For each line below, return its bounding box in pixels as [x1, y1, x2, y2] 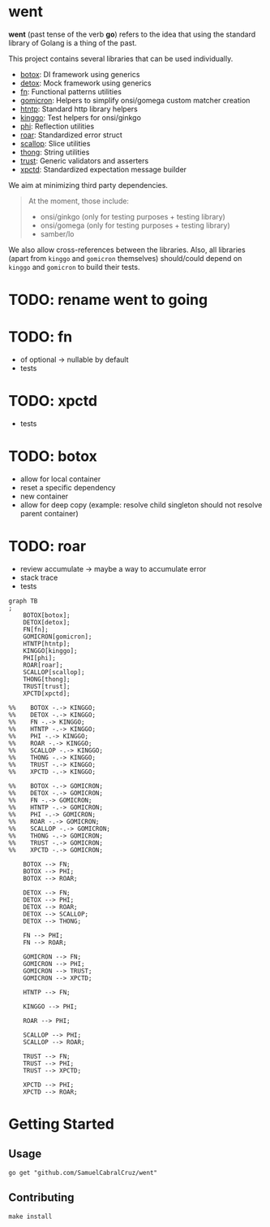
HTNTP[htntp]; [23, 639, 71, 648]
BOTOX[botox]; [23, 611, 71, 620]
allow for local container [19, 474, 101, 484]
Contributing [8, 1190, 75, 1205]
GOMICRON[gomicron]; [23, 633, 92, 641]
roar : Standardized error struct [19, 129, 123, 140]
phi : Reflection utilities [19, 121, 95, 131]
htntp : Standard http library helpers [19, 104, 138, 114]
